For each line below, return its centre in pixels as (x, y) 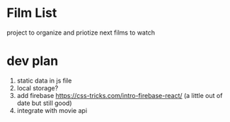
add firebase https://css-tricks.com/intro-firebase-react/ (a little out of (120, 95)
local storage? (38, 88)
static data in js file (44, 80)
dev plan (33, 61)
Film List (32, 13)
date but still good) (44, 103)
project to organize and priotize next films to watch (81, 32)
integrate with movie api (52, 110)
